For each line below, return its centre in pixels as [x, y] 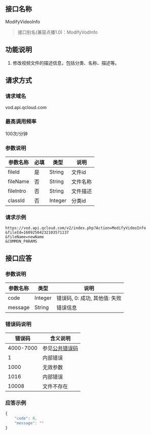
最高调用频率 [21, 122]
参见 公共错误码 [60, 348]
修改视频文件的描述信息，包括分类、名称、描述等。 [66, 63]
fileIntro [17, 191]
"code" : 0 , [26, 419]
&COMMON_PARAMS [21, 242]
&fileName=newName [25, 237]
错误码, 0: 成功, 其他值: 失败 [89, 298]
